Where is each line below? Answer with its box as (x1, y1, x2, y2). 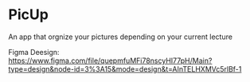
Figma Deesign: (8, 47, 60, 57)
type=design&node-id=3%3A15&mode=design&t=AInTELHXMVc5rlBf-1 (8, 64, 242, 73)
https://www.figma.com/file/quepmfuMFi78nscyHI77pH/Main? (8, 56, 213, 65)
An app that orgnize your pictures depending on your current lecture (8, 32, 233, 41)
